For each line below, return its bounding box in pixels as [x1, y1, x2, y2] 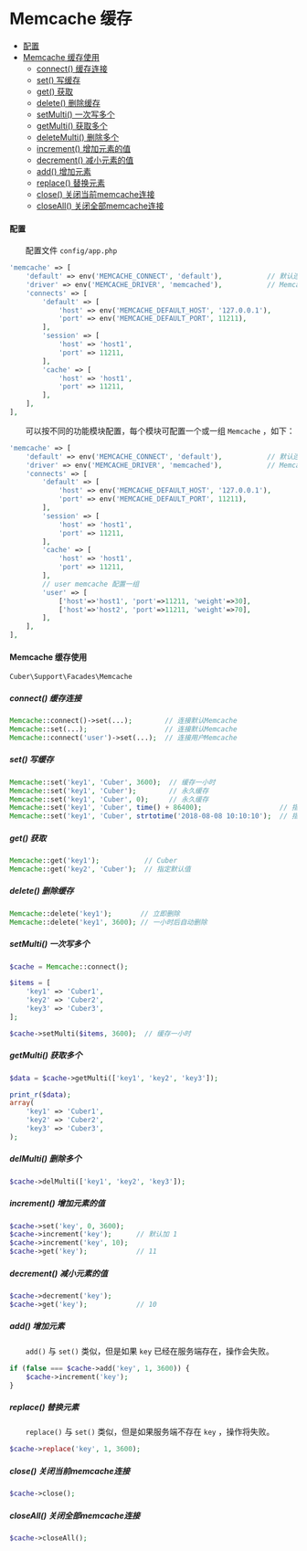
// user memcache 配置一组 [42, 579, 140, 589]
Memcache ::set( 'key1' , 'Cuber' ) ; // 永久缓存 [9, 786, 209, 795]
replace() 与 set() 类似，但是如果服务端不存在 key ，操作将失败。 [26, 1427, 275, 1438]
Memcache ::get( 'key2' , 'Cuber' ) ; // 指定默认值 [9, 865, 192, 874]
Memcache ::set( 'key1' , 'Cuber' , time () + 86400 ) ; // [9, 803, 288, 813]
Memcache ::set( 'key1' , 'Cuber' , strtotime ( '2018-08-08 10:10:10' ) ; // [9, 812, 288, 821]
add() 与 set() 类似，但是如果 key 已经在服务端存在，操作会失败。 [26, 1345, 274, 1356]
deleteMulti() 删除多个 [36, 132, 120, 143]
